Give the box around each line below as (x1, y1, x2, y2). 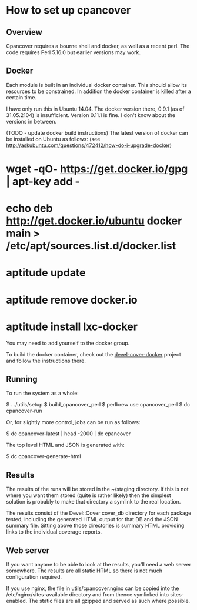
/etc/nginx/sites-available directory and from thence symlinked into (6, 591, 169, 598)
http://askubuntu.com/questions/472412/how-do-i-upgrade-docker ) (6, 142, 172, 149)
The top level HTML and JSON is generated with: (6, 442, 125, 449)
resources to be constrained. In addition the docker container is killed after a (6, 88, 191, 95)
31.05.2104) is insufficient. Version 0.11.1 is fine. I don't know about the (6, 111, 175, 118)
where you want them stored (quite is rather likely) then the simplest (6, 492, 172, 499)
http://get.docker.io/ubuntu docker (6, 214, 182, 228)
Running (6, 374, 38, 384)
